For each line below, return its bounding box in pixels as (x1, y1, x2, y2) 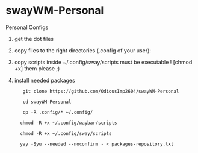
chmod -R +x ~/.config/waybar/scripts (20, 120, 117, 126)
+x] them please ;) (14, 64, 60, 72)
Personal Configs (5, 23, 49, 31)
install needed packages (14, 76, 76, 84)
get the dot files (14, 35, 54, 42)
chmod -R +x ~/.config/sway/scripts (20, 130, 112, 136)
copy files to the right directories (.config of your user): (14, 46, 152, 54)
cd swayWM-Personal (22, 99, 72, 105)
